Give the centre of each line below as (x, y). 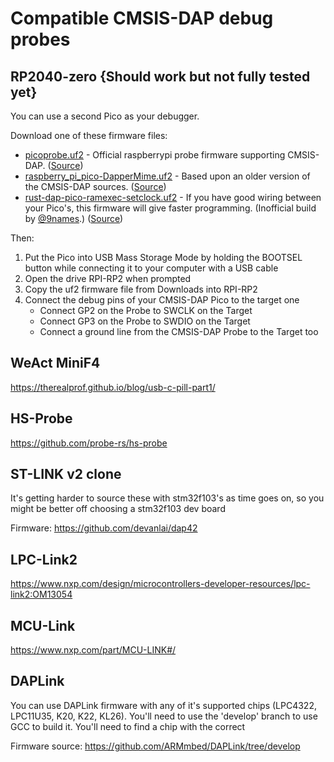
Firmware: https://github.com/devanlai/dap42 (104, 528)
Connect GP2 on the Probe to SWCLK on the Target (146, 310)
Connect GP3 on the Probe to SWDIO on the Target (145, 321)
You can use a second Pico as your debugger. (105, 116)
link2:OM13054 (41, 594)
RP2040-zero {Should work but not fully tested (160, 76)
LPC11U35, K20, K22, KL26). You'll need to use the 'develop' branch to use (164, 716)
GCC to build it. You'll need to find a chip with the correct (128, 726)
